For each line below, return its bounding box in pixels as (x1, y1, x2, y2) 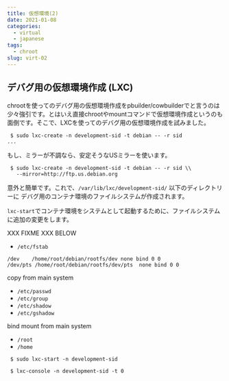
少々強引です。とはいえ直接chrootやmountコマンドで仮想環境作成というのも (7, 110, 224, 118)
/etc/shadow (16, 302, 51, 309)
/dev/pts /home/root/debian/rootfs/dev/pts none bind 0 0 (7, 261, 180, 268)
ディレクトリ (186, 183, 223, 192)
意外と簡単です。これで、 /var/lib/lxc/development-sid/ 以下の (7, 183, 187, 192)
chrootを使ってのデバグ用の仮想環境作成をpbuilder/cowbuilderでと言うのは (7, 101, 220, 110)
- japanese (13, 36, 45, 42)
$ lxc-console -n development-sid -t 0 (10, 367, 125, 374)
